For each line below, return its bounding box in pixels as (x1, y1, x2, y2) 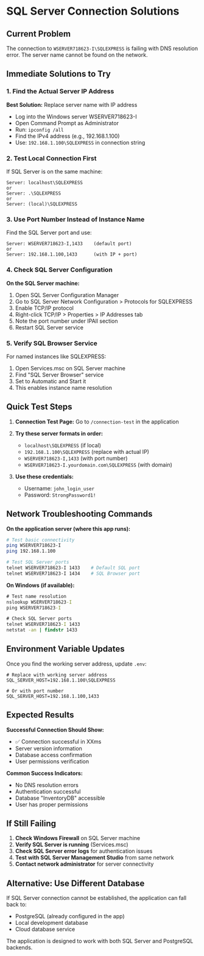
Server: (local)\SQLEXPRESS (6, 201, 78, 207)
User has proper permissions (15, 800, 88, 808)
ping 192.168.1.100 (6, 548, 56, 555)
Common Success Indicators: (6, 769, 83, 777)
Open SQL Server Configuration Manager (15, 291, 119, 298)
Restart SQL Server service (15, 323, 84, 331)
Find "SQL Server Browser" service (15, 371, 104, 378)
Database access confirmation (15, 751, 93, 758)
